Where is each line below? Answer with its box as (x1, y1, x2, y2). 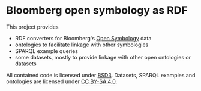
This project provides (6, 23, 59, 30)
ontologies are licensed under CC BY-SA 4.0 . (6, 78, 118, 85)
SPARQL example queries (14, 47, 78, 54)
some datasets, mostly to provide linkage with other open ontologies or (14, 54, 191, 61)
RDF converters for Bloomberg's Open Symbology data (14, 34, 152, 42)
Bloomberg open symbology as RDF (6, 4, 188, 17)
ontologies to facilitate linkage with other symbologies (14, 41, 149, 48)
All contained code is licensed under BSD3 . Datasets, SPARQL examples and (6, 71, 196, 79)
